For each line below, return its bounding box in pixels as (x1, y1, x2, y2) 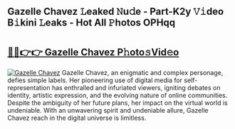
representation (7, 84, 51, 91)
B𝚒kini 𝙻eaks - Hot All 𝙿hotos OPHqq (7, 17, 176, 29)
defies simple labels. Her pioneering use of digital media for (7, 76, 183, 84)
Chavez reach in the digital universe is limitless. (7, 113, 147, 122)
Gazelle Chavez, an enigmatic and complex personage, (61, 69, 224, 77)
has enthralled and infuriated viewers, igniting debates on (51, 84, 221, 91)
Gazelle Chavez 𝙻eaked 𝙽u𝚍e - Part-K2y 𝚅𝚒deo (7, 6, 224, 18)
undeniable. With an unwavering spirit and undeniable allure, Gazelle (7, 106, 209, 114)
